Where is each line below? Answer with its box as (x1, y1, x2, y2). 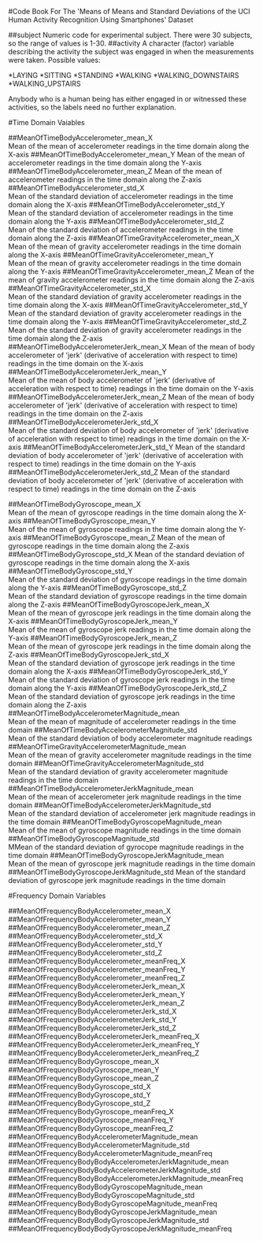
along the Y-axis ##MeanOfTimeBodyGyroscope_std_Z (8, 583, 187, 593)
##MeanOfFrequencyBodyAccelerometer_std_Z (8, 948, 163, 957)
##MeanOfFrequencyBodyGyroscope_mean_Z (8, 1073, 159, 1083)
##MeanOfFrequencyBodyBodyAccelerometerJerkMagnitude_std (8, 1165, 220, 1175)
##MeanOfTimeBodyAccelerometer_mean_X (8, 133, 154, 142)
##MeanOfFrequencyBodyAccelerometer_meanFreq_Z (8, 973, 186, 982)
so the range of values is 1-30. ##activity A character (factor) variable (8, 39, 235, 48)
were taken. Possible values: (8, 55, 101, 65)
